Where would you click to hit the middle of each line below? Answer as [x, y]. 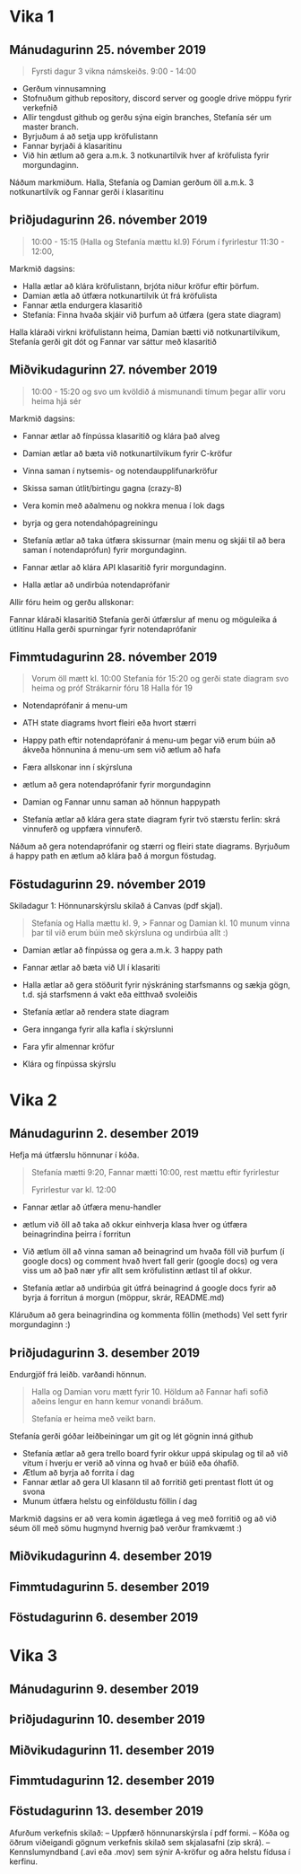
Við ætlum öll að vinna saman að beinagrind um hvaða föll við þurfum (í [153, 1252]
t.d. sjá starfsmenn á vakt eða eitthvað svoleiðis [110, 995]
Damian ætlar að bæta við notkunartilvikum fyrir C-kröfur [127, 453]
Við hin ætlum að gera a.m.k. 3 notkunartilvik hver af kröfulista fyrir [146, 155]
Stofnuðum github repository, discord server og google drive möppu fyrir [157, 98]
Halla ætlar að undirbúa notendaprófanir [96, 585]
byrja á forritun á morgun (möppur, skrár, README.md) [123, 1298]
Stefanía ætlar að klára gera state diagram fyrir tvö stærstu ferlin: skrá [151, 820]
